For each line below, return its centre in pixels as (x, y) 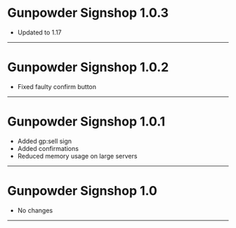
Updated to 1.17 (39, 32)
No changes (35, 210)
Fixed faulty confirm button (57, 86)
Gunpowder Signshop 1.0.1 (86, 122)
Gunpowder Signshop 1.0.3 (88, 13)
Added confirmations (48, 148)
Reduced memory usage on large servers (77, 156)
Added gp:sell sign (45, 141)
